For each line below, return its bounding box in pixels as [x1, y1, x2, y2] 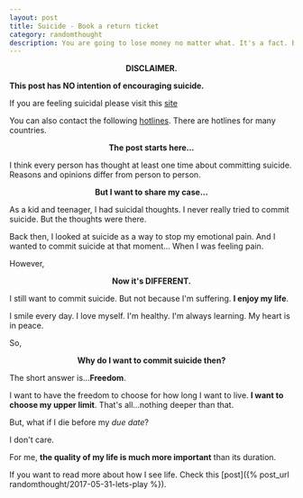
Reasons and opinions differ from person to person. [9, 169, 201, 180]
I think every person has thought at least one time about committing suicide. [9, 159, 292, 171]
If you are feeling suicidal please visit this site [9, 98, 179, 109]
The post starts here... [108, 142, 195, 153]
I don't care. [9, 434, 54, 446]
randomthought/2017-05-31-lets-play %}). [9, 479, 167, 490]
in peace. [9, 321, 44, 331]
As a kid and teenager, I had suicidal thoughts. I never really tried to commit [9, 204, 290, 215]
